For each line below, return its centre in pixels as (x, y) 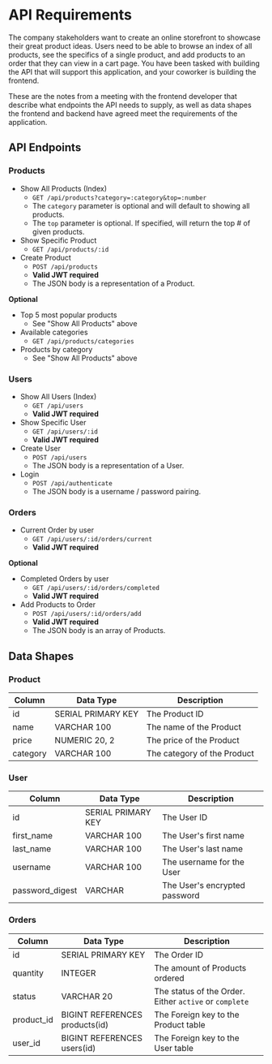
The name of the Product (193, 726)
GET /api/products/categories (83, 341)
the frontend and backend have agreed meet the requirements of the (123, 113)
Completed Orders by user (64, 579)
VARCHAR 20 (87, 996)
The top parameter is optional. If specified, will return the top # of (141, 223)
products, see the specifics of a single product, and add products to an (127, 54)
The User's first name (203, 836)
